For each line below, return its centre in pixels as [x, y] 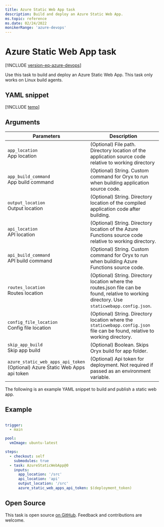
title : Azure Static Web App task [40, 10]
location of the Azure [114, 229]
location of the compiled [118, 203]
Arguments [23, 122]
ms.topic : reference [26, 19]
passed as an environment [121, 371]
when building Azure [114, 261]
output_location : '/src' [43, 484]
